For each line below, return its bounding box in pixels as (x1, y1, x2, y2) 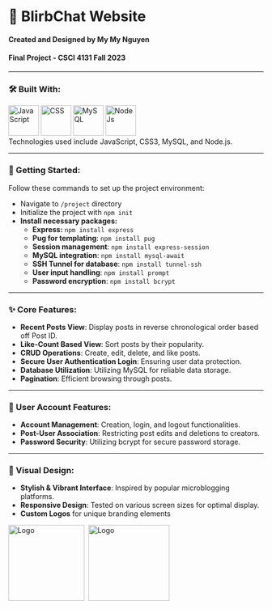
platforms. (19, 492, 55, 501)
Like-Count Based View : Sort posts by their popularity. (19, 339, 205, 349)
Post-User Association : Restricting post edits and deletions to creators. (19, 429, 261, 438)
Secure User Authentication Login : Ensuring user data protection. (19, 356, 242, 366)
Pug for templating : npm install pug (32, 233, 155, 243)
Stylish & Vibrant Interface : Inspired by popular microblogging (19, 483, 231, 493)
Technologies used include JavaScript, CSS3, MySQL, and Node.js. (8, 137, 233, 146)
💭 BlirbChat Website (8, 7, 147, 26)
